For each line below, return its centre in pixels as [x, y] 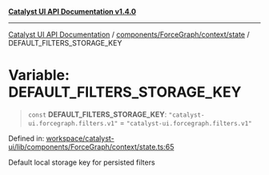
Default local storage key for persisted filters [82, 162]
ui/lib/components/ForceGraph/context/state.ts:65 [91, 146]
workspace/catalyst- [80, 138]
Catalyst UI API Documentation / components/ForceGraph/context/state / [129, 34]
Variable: [39, 76]
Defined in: [26, 138]
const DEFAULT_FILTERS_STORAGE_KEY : [97, 114]
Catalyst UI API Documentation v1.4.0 [72, 12]
